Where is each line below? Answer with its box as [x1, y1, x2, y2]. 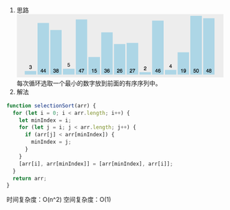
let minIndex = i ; [19, 116, 72, 124]
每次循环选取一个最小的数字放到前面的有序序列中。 [16, 78, 162, 87]
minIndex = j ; [31, 138, 72, 146]
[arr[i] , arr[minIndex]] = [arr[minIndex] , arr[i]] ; [19, 160, 174, 167]
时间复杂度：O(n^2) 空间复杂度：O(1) [6, 196, 112, 204]
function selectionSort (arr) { [6, 102, 96, 109]
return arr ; [12, 175, 48, 182]
